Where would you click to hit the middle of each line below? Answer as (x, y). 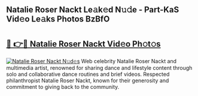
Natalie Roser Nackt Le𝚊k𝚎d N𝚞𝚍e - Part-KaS (93, 10)
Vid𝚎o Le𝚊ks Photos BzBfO (58, 19)
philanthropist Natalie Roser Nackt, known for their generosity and (88, 80)
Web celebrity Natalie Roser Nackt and (129, 61)
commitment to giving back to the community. (63, 87)
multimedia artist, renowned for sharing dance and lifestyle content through (99, 68)
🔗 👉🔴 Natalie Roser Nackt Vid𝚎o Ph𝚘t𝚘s (83, 44)
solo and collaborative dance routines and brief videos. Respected (88, 74)
